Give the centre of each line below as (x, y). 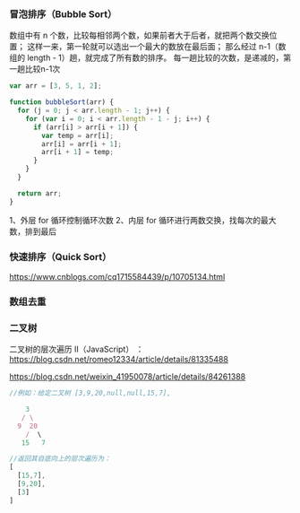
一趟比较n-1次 (35, 69)
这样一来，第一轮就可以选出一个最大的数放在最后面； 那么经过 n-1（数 (156, 47)
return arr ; (40, 193)
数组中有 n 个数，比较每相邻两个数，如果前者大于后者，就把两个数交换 (140, 35)
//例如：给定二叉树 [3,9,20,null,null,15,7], (90, 393)
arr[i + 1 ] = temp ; (78, 152)
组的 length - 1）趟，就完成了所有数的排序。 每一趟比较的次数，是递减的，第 (150, 58)
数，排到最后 (33, 231)
